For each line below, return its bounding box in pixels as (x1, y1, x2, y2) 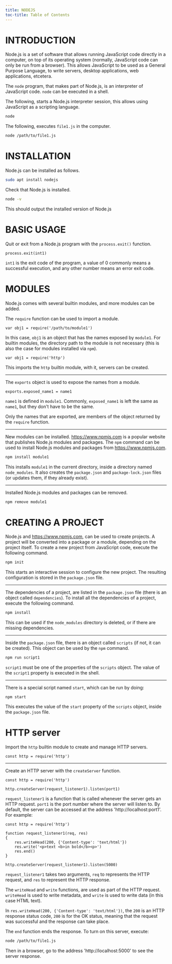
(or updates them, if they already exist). (5, 474, 89, 480)
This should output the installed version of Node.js (5, 206, 112, 212)
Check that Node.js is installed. (5, 187, 71, 192)
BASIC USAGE (5, 224, 66, 236)
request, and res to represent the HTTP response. (5, 877, 111, 883)
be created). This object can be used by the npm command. (5, 645, 130, 651)
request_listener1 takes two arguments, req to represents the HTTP (5, 871, 150, 877)
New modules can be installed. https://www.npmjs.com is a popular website (5, 433, 165, 439)
